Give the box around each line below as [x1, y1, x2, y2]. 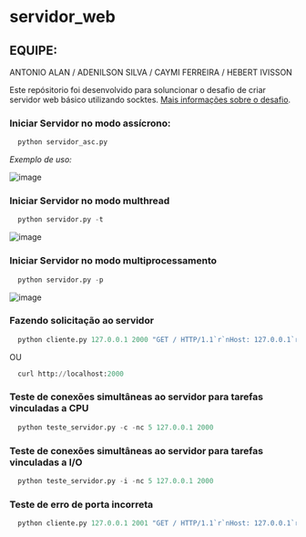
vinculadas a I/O [9, 456, 83, 469]
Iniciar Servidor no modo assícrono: [9, 117, 171, 129]
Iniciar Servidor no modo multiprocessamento [9, 254, 217, 267]
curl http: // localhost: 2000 [17, 369, 125, 378]
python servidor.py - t [17, 215, 104, 224]
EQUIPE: [9, 43, 57, 58]
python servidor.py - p [17, 275, 104, 284]
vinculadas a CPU [9, 402, 89, 415]
